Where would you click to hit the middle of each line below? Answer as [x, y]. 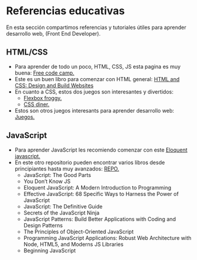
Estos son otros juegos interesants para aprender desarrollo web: [94, 110]
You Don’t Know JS [47, 181]
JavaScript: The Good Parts [57, 175]
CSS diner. [36, 104]
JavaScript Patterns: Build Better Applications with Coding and [100, 219]
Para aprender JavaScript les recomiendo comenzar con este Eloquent [101, 150]
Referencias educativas [66, 11]
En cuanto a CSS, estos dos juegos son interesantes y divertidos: [94, 92]
